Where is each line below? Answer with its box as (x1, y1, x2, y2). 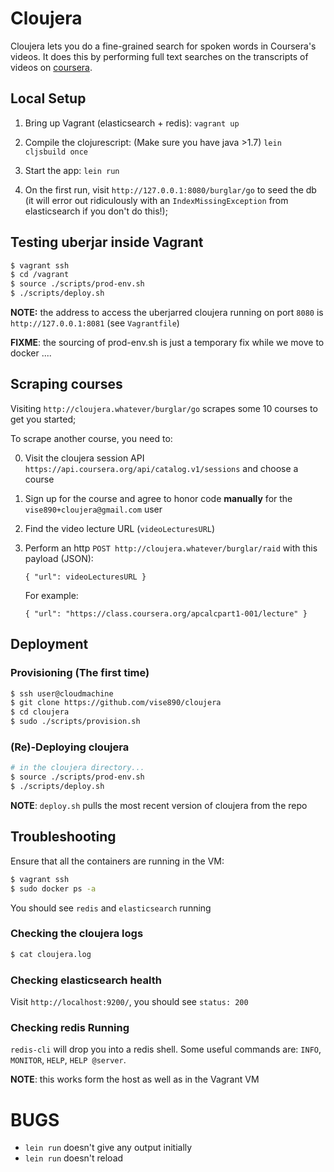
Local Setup (10, 90, 87, 107)
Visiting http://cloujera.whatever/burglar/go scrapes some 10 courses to (10, 402, 318, 414)
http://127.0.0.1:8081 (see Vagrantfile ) (10, 317, 180, 329)
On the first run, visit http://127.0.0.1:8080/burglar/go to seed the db (24, 183, 317, 196)
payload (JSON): (24, 552, 94, 564)
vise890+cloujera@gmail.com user (24, 503, 163, 515)
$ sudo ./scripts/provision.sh (10, 717, 141, 727)
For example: (24, 589, 79, 601)
